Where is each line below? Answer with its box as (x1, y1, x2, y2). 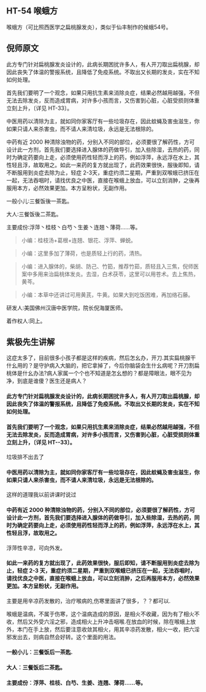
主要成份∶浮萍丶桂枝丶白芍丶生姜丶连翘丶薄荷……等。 (6, 223, 141, 230)
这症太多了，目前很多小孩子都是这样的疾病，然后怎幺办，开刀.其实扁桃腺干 (6, 354, 196, 361)
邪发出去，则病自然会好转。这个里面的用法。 (6, 633, 120, 640)
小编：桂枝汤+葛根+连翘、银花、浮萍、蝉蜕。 (21, 236, 137, 244)
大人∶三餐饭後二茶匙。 (6, 210, 63, 218)
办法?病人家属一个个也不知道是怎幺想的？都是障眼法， (32, 369, 170, 377)
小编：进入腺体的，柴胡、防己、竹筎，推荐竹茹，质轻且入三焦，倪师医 (21, 262, 199, 270)
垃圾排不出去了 (6, 454, 44, 461)
